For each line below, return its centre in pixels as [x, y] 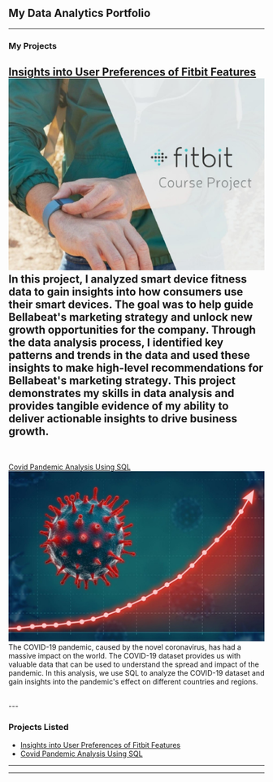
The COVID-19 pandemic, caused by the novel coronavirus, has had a [125, 647]
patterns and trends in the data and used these [129, 355]
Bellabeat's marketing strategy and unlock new [131, 317]
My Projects [32, 45]
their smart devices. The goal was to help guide [131, 305]
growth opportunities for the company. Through [132, 330]
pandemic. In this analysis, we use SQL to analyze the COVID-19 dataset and [136, 673]
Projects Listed [39, 728]
